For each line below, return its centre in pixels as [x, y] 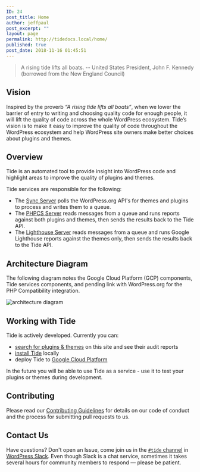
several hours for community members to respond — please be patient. [94, 462]
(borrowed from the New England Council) [73, 74]
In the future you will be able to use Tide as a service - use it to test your [95, 371]
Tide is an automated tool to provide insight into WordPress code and [91, 171]
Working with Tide [41, 321]
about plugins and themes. [39, 138]
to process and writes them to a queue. [63, 207]
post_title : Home [28, 17]
